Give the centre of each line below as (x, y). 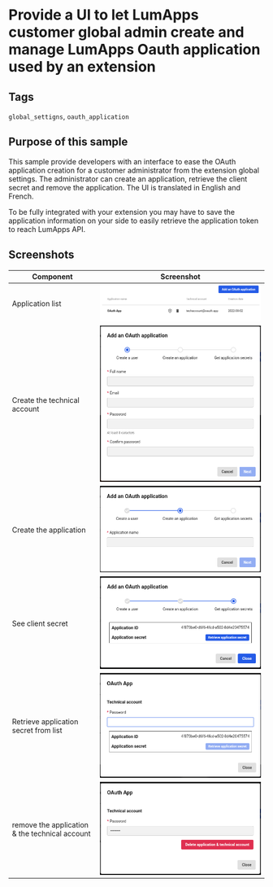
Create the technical (45, 400)
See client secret (40, 623)
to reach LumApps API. (47, 229)
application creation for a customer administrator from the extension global (134, 170)
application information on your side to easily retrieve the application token (134, 221)
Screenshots (41, 255)
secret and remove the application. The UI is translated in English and (125, 187)
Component (52, 277)
